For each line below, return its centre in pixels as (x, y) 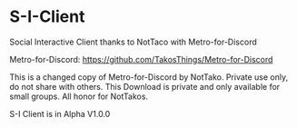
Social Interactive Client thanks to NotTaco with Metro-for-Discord (133, 42)
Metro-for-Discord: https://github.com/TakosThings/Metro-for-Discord (141, 59)
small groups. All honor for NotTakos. (79, 96)
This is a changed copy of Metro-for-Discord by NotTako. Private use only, (149, 77)
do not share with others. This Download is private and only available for (145, 86)
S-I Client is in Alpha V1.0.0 (60, 113)
